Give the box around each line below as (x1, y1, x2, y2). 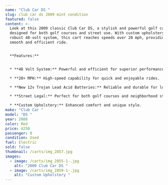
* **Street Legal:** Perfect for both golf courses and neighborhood (9, 93, 157, 99)
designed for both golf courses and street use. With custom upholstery (9, 30, 164, 35)
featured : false (5, 16, 39, 21)
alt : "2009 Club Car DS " (14, 163, 68, 168)
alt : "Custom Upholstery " (14, 172, 70, 177)
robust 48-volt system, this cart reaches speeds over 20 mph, (9, 35, 144, 40)
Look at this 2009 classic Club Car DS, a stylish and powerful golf (9, 26, 157, 31)
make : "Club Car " (5, 107, 43, 112)
